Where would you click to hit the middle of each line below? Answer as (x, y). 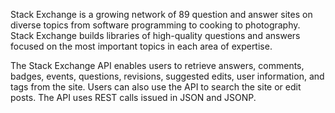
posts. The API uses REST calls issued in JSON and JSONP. (133, 97)
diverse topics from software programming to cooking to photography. (155, 25)
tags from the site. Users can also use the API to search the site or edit (156, 87)
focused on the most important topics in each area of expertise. (141, 46)
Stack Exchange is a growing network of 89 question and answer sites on (161, 14)
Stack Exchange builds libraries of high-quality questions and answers (155, 35)
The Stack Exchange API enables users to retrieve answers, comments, (157, 65)
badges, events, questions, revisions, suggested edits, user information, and (167, 76)
